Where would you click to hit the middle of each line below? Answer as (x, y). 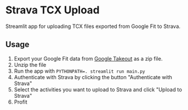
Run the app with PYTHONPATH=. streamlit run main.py (79, 71)
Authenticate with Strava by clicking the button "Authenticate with (93, 77)
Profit (20, 102)
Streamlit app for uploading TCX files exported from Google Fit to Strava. (93, 26)
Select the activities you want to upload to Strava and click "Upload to (98, 89)
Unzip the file (30, 65)
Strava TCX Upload (53, 10)
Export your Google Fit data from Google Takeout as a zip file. (88, 58)
